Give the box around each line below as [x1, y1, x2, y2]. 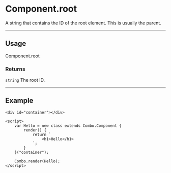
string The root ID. [5, 77, 45, 83]
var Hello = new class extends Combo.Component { [14, 123, 122, 128]
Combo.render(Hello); [14, 158, 60, 164]
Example [5, 96, 34, 105]
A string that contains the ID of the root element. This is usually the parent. [5, 20, 161, 26]
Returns [5, 65, 25, 73]
